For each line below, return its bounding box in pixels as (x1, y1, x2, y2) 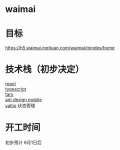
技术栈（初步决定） (5, 64, 84, 75)
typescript (5, 86, 26, 92)
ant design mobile (5, 96, 42, 103)
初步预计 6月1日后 (5, 139, 42, 145)
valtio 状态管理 (5, 102, 35, 108)
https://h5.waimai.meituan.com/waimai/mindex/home (5, 45, 115, 51)
